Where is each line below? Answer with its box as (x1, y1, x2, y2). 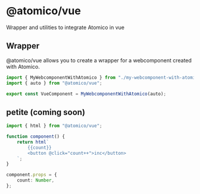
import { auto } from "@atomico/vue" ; (6, 80, 102, 86)
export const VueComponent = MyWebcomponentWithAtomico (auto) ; (6, 91, 167, 97)
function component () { (6, 133, 65, 140)
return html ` (17, 139, 49, 145)
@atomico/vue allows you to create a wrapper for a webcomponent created (6, 56, 192, 63)
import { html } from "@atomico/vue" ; (6, 123, 102, 129)
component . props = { (6, 172, 58, 178)
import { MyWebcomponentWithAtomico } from (6, 74, 116, 81)
